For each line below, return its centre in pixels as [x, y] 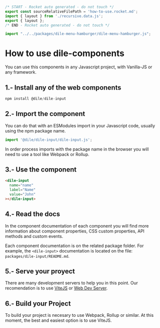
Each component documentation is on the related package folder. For [75, 246]
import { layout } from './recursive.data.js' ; [54, 16]
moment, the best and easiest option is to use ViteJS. [58, 320]
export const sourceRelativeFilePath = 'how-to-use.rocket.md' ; [71, 11]
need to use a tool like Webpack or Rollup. [47, 154]
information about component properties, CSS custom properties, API [75, 231]
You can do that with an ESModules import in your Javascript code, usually [80, 125]
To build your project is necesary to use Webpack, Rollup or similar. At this [80, 315]
